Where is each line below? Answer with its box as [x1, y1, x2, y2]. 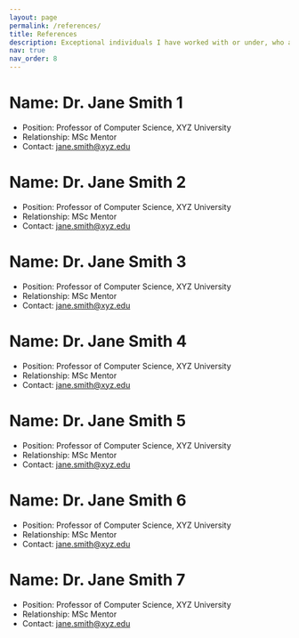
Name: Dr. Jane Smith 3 [9, 252, 187, 272]
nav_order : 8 [9, 54, 58, 63]
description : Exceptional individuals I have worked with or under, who [9, 37, 285, 47]
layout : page [9, 12, 58, 22]
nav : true [9, 46, 46, 55]
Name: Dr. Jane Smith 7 [9, 569, 186, 590]
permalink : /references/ [9, 21, 101, 30]
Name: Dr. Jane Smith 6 [9, 490, 187, 510]
